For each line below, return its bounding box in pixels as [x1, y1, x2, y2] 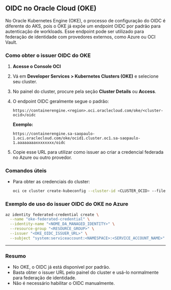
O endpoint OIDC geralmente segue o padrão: [12, 99, 109, 105]
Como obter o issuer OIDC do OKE [5, 52, 91, 59]
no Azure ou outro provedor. [12, 154, 72, 160]
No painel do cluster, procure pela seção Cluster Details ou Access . [12, 88, 157, 94]
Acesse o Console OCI [12, 63, 61, 70]
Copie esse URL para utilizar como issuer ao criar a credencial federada [12, 149, 164, 155]
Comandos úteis [5, 167, 47, 174]
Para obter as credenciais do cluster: [12, 179, 90, 185]
